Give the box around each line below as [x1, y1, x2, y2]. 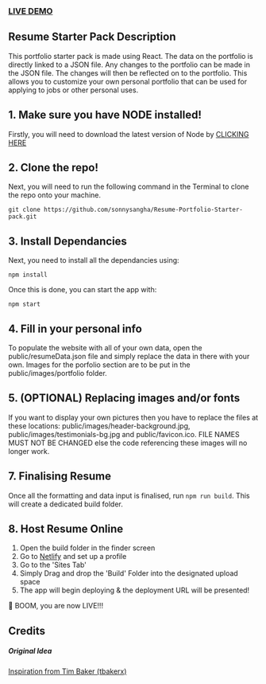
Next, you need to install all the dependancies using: [8, 256, 180, 265]
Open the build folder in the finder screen [19, 543, 156, 553]
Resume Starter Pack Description [8, 30, 176, 44]
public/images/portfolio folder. [8, 368, 107, 377]
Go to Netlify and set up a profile [19, 552, 127, 561]
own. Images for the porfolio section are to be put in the [8, 360, 191, 369]
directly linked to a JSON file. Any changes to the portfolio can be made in [8, 60, 250, 69]
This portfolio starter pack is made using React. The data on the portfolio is [8, 51, 253, 61]
